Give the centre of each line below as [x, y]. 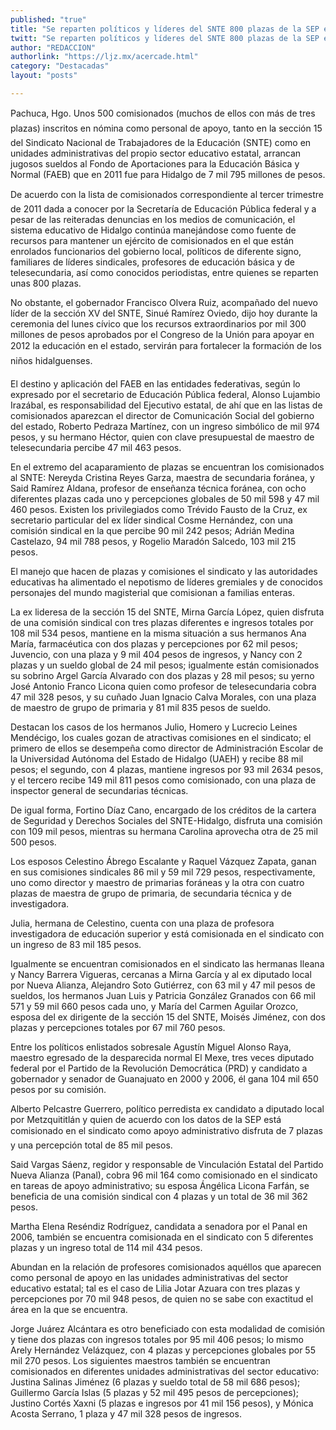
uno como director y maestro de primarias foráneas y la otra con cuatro [157, 882]
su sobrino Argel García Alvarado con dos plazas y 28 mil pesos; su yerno [162, 675]
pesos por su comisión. [58, 1089]
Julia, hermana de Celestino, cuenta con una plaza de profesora [142, 923]
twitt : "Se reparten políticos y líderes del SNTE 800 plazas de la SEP [165, 38]
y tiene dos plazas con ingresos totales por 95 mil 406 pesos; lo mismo [157, 1339]
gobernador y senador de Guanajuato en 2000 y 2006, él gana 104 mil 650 [164, 1078]
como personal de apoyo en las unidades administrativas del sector [149, 1277]
